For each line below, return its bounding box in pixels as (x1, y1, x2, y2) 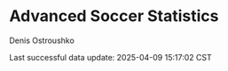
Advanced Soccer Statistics (9, 6, 219, 26)
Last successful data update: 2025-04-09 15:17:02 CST (9, 52, 212, 62)
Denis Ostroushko (9, 35, 75, 46)
